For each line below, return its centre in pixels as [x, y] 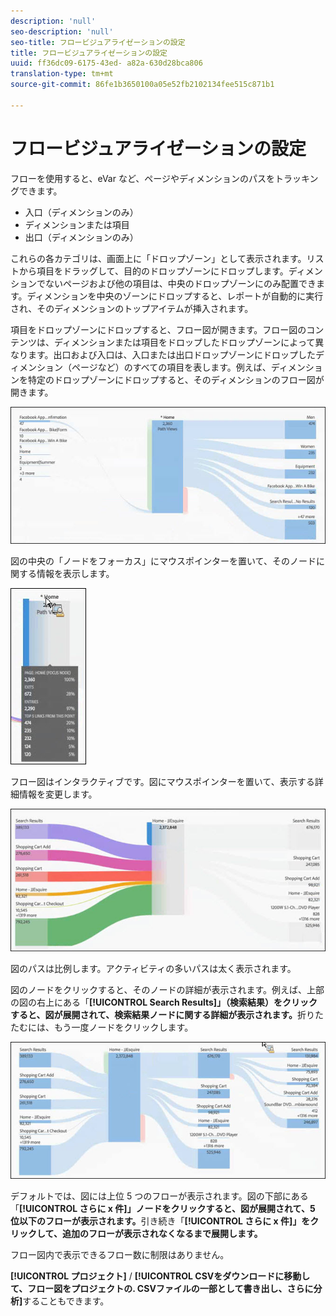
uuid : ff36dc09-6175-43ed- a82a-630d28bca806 [106, 63]
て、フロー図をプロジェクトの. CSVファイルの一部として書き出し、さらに [162, 1289]
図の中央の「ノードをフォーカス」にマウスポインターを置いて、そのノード [163, 561]
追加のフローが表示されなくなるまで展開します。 [162, 1234]
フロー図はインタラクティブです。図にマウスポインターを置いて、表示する [162, 782]
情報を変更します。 [58, 794]
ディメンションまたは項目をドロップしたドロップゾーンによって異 [189, 342]
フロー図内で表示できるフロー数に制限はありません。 [120, 1255]
